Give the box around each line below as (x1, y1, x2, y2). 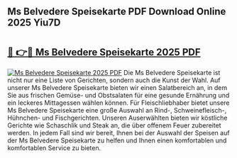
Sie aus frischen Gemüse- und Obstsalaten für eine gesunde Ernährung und (7, 91, 230, 99)
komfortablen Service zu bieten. (7, 144, 101, 152)
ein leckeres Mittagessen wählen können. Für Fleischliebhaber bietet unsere (7, 98, 230, 107)
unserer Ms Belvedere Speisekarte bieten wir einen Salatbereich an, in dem (7, 84, 228, 91)
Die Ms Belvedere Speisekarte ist (123, 69, 221, 77)
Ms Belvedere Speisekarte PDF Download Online (7, 6, 226, 18)
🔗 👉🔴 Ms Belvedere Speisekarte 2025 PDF (7, 46, 201, 58)
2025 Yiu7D (7, 17, 61, 29)
